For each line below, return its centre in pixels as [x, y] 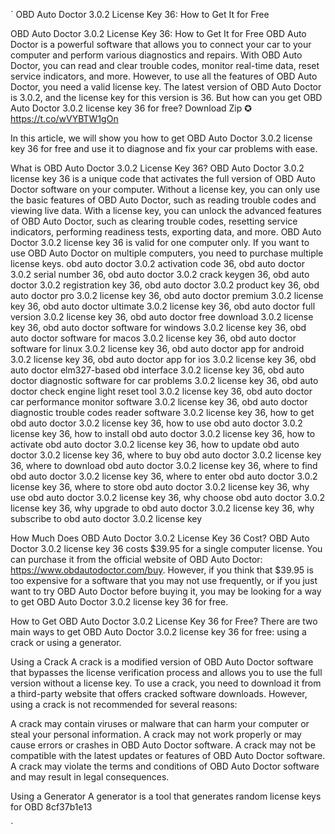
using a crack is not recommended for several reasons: [124, 704]
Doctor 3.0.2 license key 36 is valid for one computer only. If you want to [160, 242]
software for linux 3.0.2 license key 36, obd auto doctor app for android [157, 348]
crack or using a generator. [66, 642]
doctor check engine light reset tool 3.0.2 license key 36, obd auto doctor [161, 391]
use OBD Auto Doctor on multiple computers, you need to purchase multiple [167, 253]
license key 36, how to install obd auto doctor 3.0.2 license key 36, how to [163, 433]
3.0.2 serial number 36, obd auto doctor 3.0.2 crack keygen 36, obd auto [160, 274]
